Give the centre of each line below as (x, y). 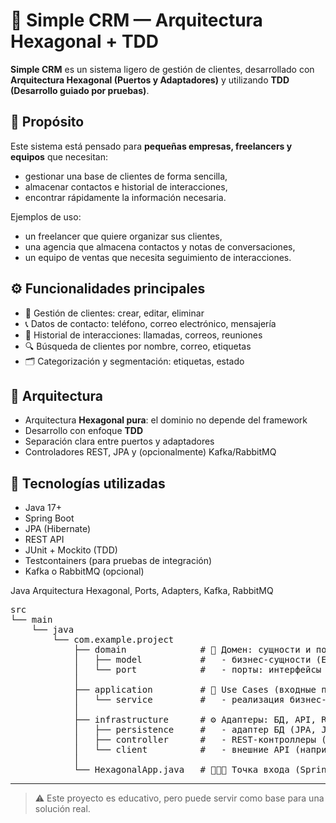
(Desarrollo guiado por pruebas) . (80, 90)
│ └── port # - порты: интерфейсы (197, 670)
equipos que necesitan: (59, 156)
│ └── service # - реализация (179, 700)
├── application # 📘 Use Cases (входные (195, 690)
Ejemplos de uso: (46, 216)
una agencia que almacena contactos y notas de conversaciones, (160, 246)
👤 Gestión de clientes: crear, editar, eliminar (114, 313)
